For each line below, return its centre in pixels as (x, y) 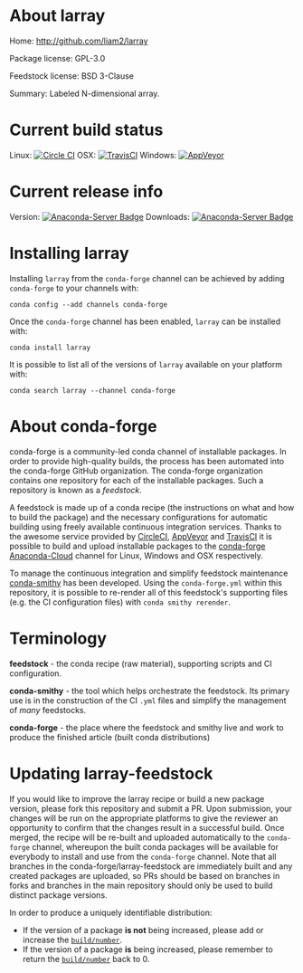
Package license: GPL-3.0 (57, 58)
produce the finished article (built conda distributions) (110, 737)
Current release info (86, 192)
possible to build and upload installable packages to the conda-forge (137, 546)
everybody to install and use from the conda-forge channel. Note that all (143, 856)
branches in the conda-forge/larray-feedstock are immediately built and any (151, 866)
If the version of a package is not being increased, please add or (143, 930)
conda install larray (50, 348)
